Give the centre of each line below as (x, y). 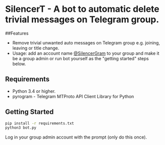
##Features (17, 33)
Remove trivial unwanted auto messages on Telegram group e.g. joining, (86, 42)
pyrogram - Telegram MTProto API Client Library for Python (73, 96)
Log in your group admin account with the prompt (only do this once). (76, 137)
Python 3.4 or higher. (34, 91)
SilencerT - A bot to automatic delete (82, 9)
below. (19, 64)
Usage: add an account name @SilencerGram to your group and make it (86, 53)
